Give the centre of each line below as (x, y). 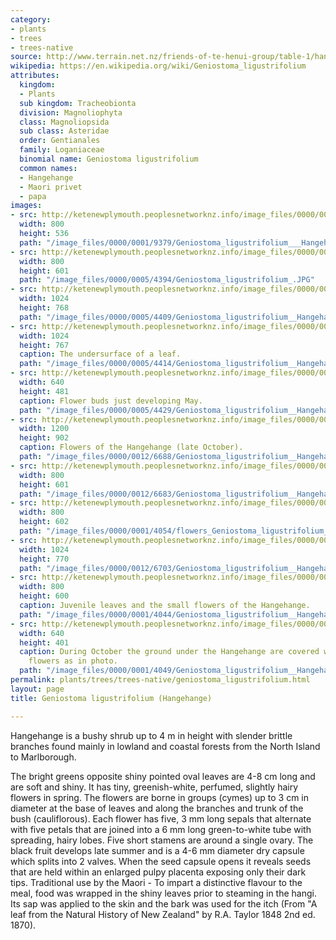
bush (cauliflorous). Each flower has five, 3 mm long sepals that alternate (161, 818)
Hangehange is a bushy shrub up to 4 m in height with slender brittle (151, 735)
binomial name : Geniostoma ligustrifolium (109, 159)
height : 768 (44, 308)
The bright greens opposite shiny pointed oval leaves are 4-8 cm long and (163, 776)
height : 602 (44, 522)
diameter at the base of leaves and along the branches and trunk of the (157, 808)
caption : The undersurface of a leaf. (100, 354)
